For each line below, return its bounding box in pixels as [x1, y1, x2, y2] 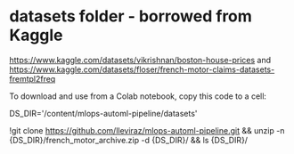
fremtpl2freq [9, 73, 56, 84]
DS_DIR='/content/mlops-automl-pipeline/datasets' [9, 108, 198, 118]
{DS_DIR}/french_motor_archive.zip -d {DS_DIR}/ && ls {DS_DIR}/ [9, 134, 248, 145]
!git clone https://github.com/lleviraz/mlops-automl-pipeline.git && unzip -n [9, 125, 285, 135]
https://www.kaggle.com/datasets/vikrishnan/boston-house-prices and [9, 54, 272, 65]
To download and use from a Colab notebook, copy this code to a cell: [9, 91, 267, 101]
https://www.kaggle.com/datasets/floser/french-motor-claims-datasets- [9, 64, 275, 75]
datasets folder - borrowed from [9, 6, 252, 27]
